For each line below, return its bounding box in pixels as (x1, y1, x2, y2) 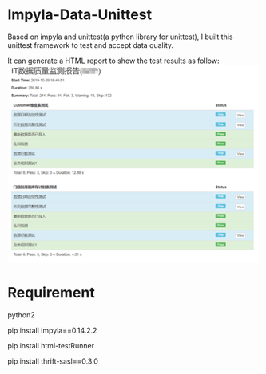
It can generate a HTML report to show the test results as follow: (7, 56, 220, 65)
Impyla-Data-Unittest (7, 6, 153, 24)
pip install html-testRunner (7, 341, 95, 350)
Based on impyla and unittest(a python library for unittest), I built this (7, 32, 233, 41)
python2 (7, 309, 35, 320)
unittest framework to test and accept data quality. (7, 40, 173, 49)
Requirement (7, 283, 95, 301)
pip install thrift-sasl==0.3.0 (7, 356, 99, 366)
